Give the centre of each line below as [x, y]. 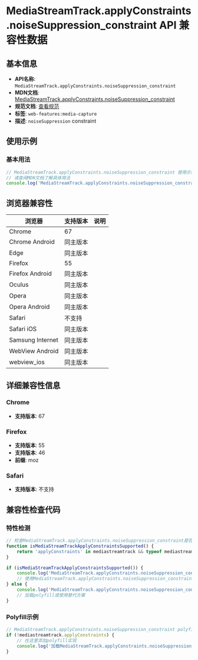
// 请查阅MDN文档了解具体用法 [38, 178]
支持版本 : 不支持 [34, 489]
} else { [17, 584]
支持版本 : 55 [30, 445]
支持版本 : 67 [30, 416]
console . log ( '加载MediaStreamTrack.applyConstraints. [83, 646]
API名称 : [25, 79]
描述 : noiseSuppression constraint [55, 121]
